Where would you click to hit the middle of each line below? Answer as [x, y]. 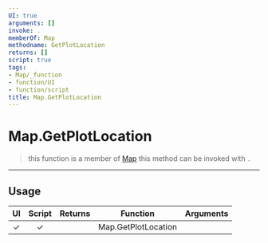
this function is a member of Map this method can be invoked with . [139, 159]
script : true [30, 61]
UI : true [23, 16]
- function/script [39, 90]
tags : [17, 68]
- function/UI [32, 82]
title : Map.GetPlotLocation [55, 97]
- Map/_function [35, 75]
